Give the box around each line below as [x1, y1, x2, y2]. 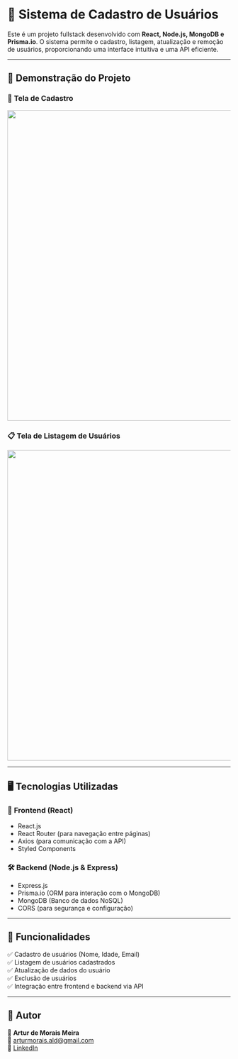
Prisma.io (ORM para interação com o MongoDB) [17, 889, 161, 897]
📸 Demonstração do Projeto [7, 72, 131, 84]
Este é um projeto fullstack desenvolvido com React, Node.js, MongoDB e [7, 30, 225, 38]
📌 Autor [7, 1009, 42, 1021]
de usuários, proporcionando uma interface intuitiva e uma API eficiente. [7, 45, 219, 53]
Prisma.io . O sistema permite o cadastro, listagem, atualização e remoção [7, 37, 224, 45]
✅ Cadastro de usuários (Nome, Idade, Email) [7, 950, 140, 958]
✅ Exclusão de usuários [7, 974, 76, 982]
